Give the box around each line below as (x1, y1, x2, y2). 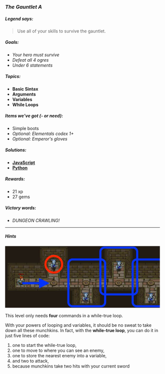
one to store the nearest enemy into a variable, (12, 353, 107, 359)
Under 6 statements (12, 62, 53, 68)
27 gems (12, 194, 30, 200)
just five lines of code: (5, 333, 50, 339)
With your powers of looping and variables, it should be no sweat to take (5, 322, 152, 328)
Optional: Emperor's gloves (12, 136, 68, 141)
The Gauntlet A (5, 3, 42, 10)
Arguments (12, 91, 36, 97)
